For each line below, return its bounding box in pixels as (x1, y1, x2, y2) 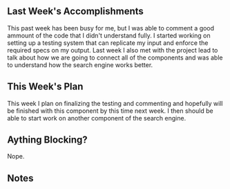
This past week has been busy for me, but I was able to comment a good (7, 24, 215, 32)
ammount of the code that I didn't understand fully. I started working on (7, 31, 211, 39)
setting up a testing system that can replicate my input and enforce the (7, 38, 209, 47)
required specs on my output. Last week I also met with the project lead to (7, 46, 218, 54)
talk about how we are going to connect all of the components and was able (7, 53, 223, 62)
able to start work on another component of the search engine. (7, 114, 186, 122)
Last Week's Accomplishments (7, 6, 144, 17)
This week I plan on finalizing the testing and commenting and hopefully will (7, 99, 223, 107)
